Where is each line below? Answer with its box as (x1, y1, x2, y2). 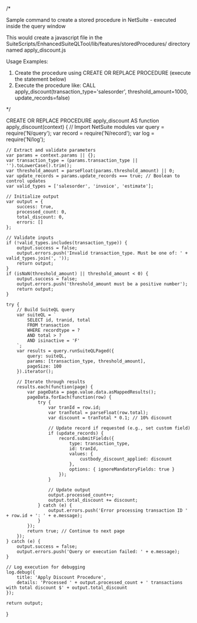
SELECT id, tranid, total (27, 317, 91, 323)
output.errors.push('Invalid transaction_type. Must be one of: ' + (16, 250, 188, 256)
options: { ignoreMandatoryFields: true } (69, 467, 175, 472)
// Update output (48, 487, 91, 493)
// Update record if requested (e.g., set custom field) (48, 425, 191, 431)
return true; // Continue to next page (27, 528, 125, 534)
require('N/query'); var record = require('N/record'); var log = (6, 129, 155, 136)
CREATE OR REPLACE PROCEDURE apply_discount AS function (6, 117, 159, 124)
